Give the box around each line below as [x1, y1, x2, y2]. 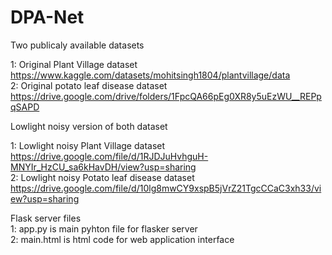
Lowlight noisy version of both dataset [10, 120, 168, 132]
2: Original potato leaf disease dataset [10, 79, 168, 91]
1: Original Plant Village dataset [10, 58, 138, 70]
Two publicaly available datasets [10, 39, 145, 51]
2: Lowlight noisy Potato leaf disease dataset [10, 171, 195, 183]
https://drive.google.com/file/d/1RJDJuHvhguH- [10, 150, 209, 162]
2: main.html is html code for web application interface [10, 233, 235, 245]
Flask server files [10, 212, 82, 224]
